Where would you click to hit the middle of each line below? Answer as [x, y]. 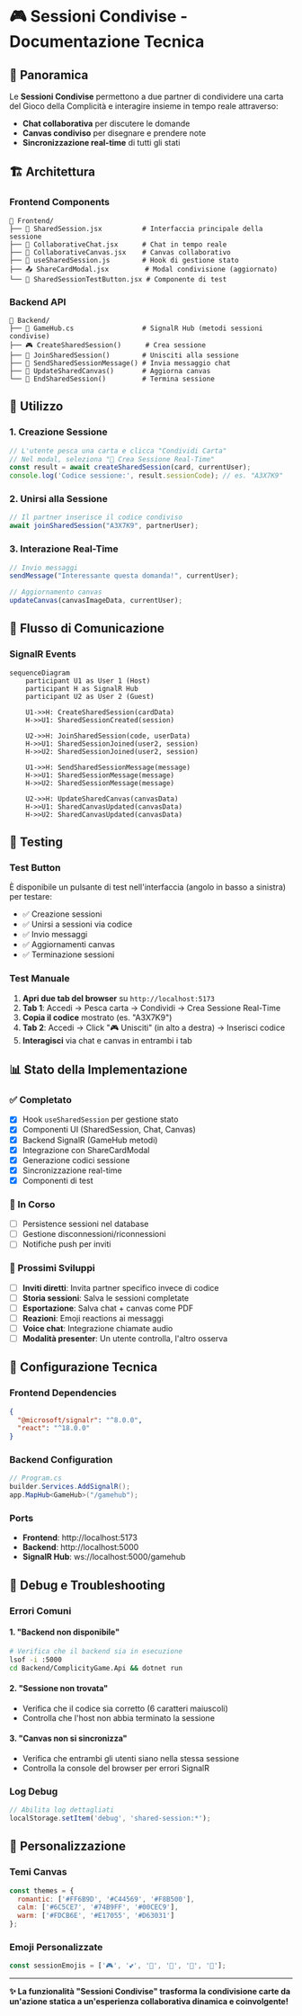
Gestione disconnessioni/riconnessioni [94, 1234]
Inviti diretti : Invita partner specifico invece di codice [120, 1287]
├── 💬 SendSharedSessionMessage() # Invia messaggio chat [120, 363]
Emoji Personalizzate [56, 1947]
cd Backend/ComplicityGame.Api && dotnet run [96, 1668]
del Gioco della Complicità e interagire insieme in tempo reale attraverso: [144, 106]
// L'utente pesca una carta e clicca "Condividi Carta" [118, 451]
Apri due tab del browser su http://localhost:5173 [119, 998]
